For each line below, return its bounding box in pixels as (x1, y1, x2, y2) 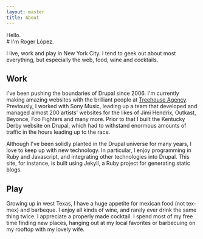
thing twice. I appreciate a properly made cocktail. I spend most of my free (6, 213, 193, 220)
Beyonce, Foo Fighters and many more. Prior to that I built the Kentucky (6, 116, 185, 123)
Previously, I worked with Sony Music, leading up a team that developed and (6, 103, 198, 110)
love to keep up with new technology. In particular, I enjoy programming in (6, 147, 191, 154)
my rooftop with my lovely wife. (6, 226, 85, 233)
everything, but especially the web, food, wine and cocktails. (6, 56, 159, 63)
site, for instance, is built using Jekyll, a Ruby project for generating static (6, 159, 190, 167)
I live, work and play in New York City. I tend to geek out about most (6, 49, 176, 57)
